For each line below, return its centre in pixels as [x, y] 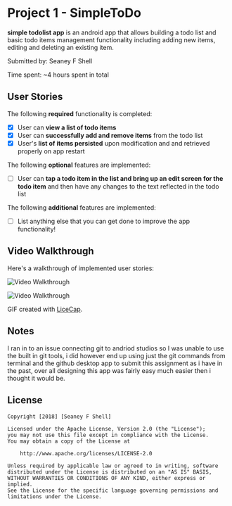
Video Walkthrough [51, 251]
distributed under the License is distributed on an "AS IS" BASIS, [110, 472]
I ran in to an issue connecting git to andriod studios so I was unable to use [116, 348]
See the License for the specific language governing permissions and [113, 491]
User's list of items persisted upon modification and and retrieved [114, 143]
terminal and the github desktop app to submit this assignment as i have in [115, 363]
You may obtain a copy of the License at [69, 441]
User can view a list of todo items [67, 127]
